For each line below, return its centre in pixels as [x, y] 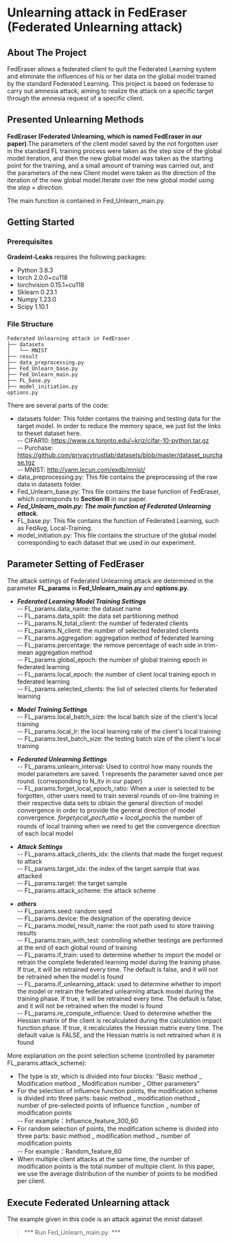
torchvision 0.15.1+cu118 [50, 284]
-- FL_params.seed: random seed [65, 911]
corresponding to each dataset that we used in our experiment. [106, 542]
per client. [31, 1181]
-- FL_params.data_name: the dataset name [79, 608]
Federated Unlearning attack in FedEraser [69, 338]
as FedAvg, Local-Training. [55, 528]
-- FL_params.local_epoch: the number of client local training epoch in [116, 674]
